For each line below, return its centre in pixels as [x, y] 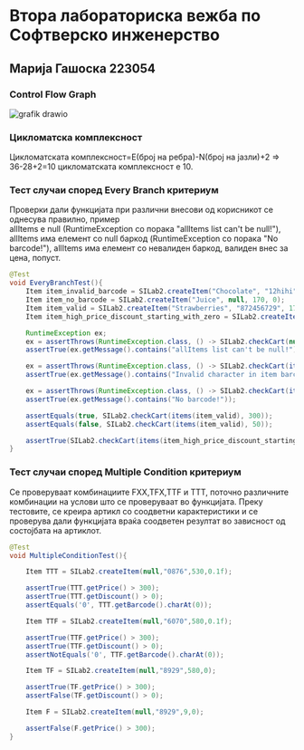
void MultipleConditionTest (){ [68, 555]
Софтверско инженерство [114, 35]
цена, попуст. [35, 258]
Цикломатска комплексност [76, 137]
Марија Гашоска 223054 [82, 68]
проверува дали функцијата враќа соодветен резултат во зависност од [147, 521]
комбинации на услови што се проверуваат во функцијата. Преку [137, 501]
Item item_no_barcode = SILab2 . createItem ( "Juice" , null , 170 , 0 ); [155, 300]
